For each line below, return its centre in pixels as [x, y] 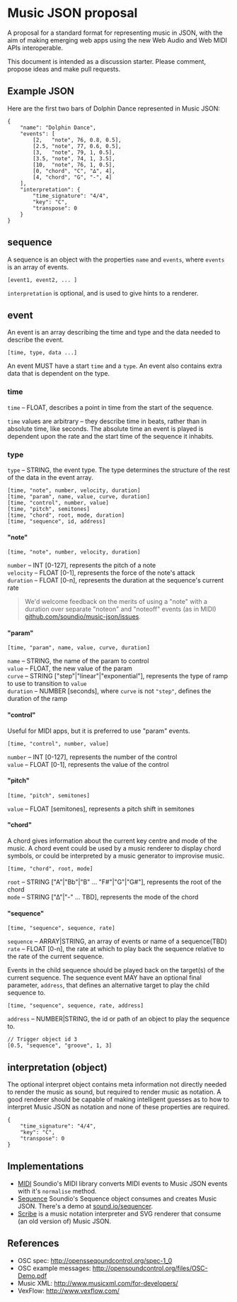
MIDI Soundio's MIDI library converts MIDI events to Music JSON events [122, 1183]
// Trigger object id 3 [42, 1040]
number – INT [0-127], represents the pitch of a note [82, 566]
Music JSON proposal [73, 13]
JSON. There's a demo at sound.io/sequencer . [85, 1206]
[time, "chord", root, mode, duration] [66, 515]
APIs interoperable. [35, 47]
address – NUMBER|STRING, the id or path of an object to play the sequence [118, 1019]
